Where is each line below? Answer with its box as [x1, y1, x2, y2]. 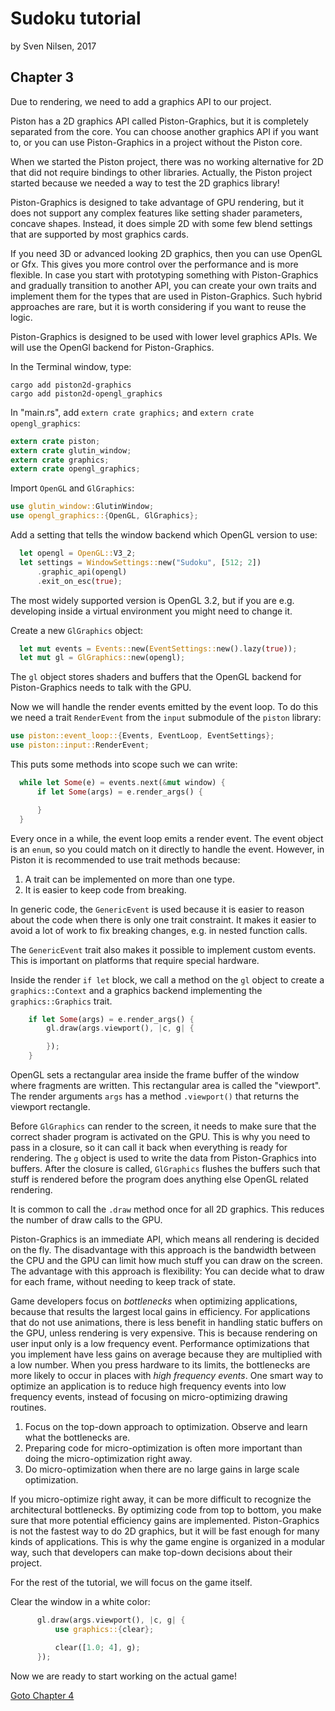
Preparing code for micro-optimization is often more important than [24, 1442, 303, 1454]
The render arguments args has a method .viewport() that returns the [10, 1090, 300, 1102]
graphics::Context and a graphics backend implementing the [10, 984, 263, 996]
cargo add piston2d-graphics [10, 380, 132, 390]
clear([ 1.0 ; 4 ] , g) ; [54, 1642, 141, 1652]
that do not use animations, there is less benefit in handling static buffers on [10, 1317, 323, 1328]
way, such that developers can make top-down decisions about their [10, 1547, 293, 1558]
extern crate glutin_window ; [10, 445, 132, 456]
